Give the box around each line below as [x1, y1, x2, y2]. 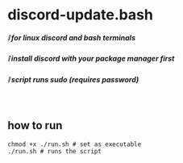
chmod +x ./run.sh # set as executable [7, 140, 142, 148]
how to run [7, 119, 63, 132]
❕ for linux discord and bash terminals [7, 32, 136, 42]
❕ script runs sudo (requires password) [7, 74, 139, 84]
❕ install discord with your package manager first [7, 54, 175, 64]
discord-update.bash [7, 6, 154, 24]
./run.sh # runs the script [7, 147, 102, 155]
